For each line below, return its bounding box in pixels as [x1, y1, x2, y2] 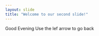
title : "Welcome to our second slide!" [5, 12, 88, 17]
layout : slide [5, 7, 35, 12]
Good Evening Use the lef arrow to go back [5, 25, 94, 31]
